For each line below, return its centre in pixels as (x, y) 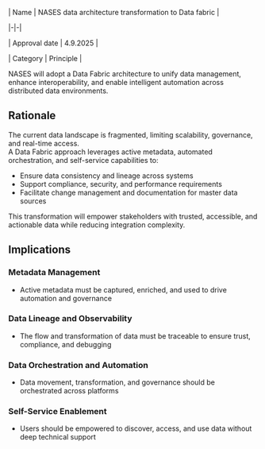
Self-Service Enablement (58, 412)
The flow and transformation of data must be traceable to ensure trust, (135, 336)
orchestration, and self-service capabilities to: (83, 160)
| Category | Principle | (45, 58)
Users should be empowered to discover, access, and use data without (136, 428)
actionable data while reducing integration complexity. (97, 224)
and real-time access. (44, 143)
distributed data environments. (58, 91)
